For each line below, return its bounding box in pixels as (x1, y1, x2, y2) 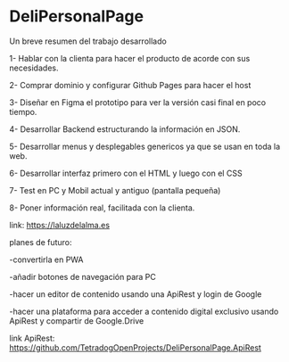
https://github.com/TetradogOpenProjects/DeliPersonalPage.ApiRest (9, 341, 261, 353)
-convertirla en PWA (9, 254, 84, 265)
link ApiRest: (9, 333, 55, 343)
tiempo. (9, 106, 37, 117)
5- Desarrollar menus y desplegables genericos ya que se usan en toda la (9, 141, 281, 152)
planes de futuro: (9, 236, 73, 247)
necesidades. (9, 62, 59, 73)
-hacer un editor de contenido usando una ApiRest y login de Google (9, 288, 262, 300)
